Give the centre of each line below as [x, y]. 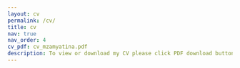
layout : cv [24, 14]
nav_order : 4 [27, 40]
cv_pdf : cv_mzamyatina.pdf [47, 47]
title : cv [22, 27]
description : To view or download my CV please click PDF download [110, 54]
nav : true [22, 34]
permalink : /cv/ [31, 21]
